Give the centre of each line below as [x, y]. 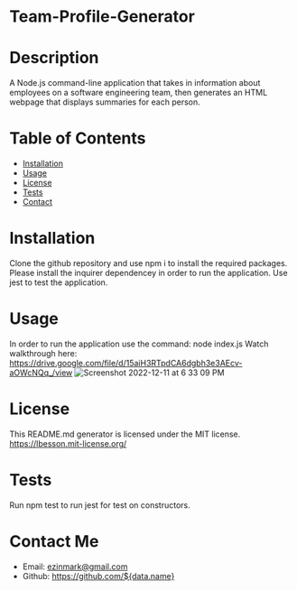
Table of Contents [78, 138]
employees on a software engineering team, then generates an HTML [139, 93]
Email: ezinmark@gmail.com [75, 567]
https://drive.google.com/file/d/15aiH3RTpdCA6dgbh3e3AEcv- [126, 363]
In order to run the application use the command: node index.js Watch [139, 344]
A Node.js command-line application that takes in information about [135, 83]
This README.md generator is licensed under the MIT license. [125, 434]
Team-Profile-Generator [102, 17]
